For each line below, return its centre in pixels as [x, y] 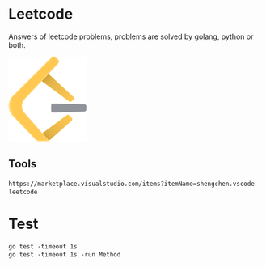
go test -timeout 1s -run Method [65, 254]
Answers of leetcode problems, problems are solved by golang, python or [131, 36]
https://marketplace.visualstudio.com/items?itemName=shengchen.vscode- [133, 184]
